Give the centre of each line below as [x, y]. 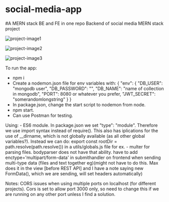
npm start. [23, 110]
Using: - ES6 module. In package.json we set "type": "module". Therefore [81, 125]
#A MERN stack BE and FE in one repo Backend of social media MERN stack [84, 23]
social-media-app [44, 9]
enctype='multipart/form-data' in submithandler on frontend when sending [83, 157]
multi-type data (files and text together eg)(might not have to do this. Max [82, 163]
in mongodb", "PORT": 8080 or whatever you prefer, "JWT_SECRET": [84, 94]
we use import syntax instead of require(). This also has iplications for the [82, 131]
